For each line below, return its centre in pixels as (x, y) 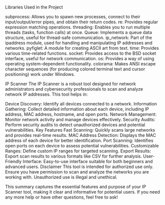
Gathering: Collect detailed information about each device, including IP (77, 109)
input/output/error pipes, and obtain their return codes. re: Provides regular (82, 22)
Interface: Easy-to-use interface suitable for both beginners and (88, 161)
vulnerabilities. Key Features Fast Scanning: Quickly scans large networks (80, 130)
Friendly (13, 161)
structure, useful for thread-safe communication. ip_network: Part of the (79, 37)
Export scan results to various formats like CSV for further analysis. (74, 156)
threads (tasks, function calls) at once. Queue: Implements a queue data (79, 32)
